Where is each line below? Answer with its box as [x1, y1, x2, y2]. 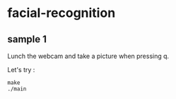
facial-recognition [7, 5, 116, 21]
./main [7, 86, 27, 93]
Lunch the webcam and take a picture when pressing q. [7, 52, 170, 60]
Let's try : [7, 66, 35, 74]
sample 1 [7, 33, 47, 45]
